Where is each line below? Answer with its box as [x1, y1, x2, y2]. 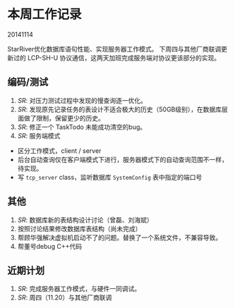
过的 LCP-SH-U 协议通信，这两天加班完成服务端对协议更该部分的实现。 [13, 54, 221, 62]
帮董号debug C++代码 [17, 242, 83, 250]
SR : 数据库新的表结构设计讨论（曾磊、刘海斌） [17, 216, 153, 224]
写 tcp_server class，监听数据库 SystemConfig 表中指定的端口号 [17, 173, 203, 181]
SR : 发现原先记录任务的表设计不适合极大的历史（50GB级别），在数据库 [17, 105, 222, 113]
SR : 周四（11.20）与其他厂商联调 [17, 293, 112, 302]
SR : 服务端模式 [17, 131, 61, 140]
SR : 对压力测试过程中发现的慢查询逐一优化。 [17, 96, 147, 104]
